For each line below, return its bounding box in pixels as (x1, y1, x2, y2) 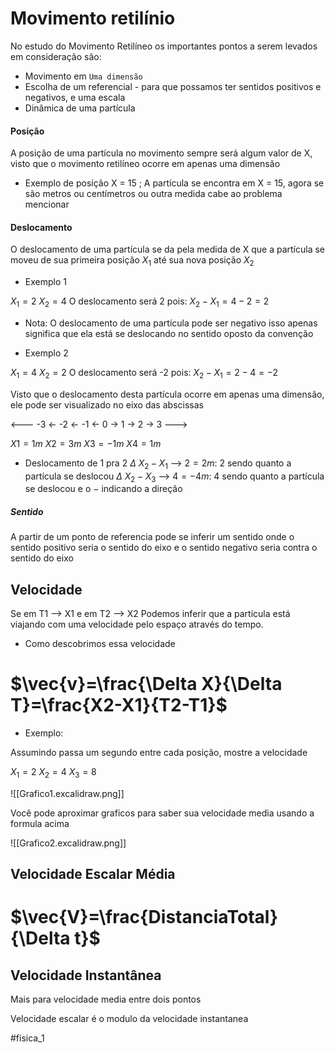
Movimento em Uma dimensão (24, 70, 143, 82)
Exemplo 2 (24, 347, 69, 359)
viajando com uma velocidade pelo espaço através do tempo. (10, 618, 264, 631)
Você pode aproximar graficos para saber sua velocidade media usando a (10, 807, 315, 819)
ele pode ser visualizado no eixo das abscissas (10, 398, 204, 411)
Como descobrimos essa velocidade (24, 638, 176, 650)
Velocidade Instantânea (10, 967, 162, 984)
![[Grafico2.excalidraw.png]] (10, 837, 127, 849)
